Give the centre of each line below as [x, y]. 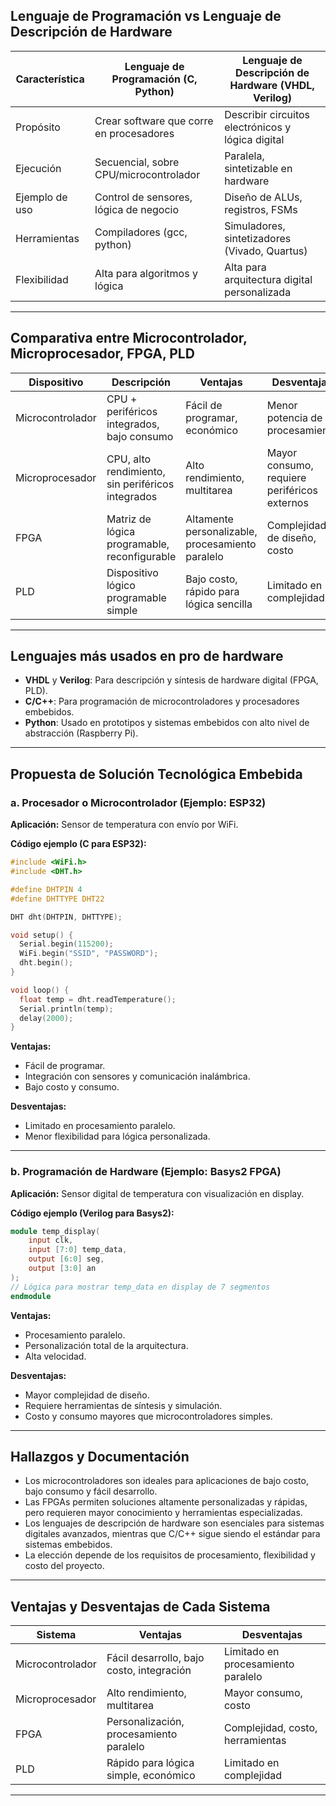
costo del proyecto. [64, 1566]
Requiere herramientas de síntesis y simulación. [123, 1405]
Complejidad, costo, [270, 1728]
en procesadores [134, 133]
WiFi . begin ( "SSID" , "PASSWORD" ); [89, 954]
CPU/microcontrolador [147, 174]
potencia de [294, 417]
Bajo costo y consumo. [72, 1087]
